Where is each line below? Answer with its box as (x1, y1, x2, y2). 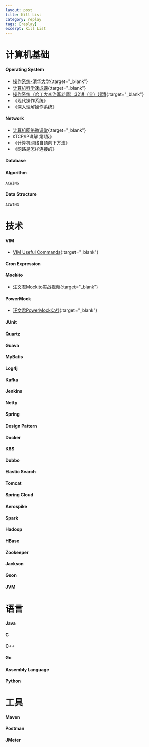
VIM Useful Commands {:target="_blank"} (12, 249, 99, 255)
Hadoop (5, 526, 23, 532)
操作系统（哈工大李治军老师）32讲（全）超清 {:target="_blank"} (12, 91, 144, 97)
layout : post (5, 7, 33, 13)
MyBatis (5, 354, 23, 360)
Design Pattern (5, 423, 37, 429)
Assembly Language (5, 666, 49, 672)
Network (5, 115, 24, 121)
